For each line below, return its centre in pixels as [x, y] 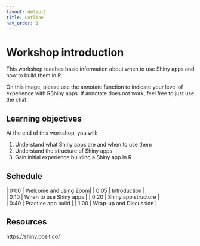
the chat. [17, 100]
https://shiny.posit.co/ [33, 236]
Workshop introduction [65, 52]
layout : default [26, 12]
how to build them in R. [34, 75]
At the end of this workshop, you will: [52, 133]
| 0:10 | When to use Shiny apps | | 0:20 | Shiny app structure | [83, 197]
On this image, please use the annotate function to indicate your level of [95, 87]
